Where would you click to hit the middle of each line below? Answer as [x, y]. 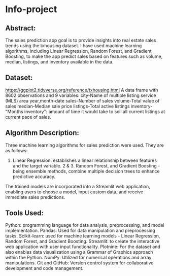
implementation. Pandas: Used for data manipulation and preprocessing [80, 231]
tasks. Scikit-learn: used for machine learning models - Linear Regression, [83, 236]
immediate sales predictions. [35, 197]
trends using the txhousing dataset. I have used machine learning [74, 46]
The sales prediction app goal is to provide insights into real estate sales [81, 40]
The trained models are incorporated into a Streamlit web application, [78, 186]
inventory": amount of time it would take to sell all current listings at [95, 111]
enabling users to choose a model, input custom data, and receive [74, 192]
